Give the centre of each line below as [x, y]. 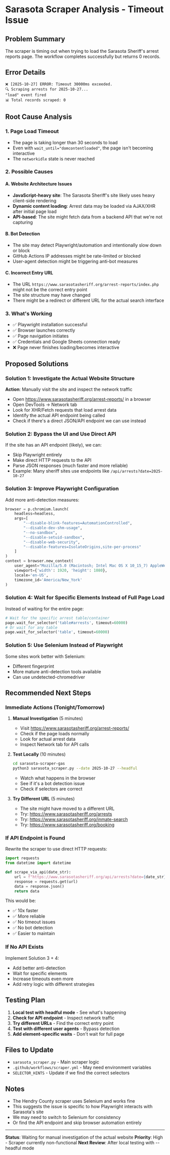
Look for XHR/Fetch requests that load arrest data [65, 410]
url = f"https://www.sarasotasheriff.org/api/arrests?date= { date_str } [90, 877]
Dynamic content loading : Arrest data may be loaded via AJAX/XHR [84, 206]
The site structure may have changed [52, 295]
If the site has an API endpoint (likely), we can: [54, 445]
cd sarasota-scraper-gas [39, 764]
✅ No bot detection [33, 928]
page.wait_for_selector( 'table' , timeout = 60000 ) [57, 632]
